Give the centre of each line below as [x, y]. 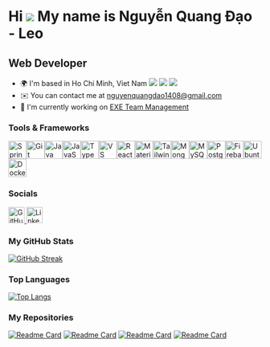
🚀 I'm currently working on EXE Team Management [104, 107]
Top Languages [39, 279]
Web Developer [48, 63]
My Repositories [41, 318]
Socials [23, 194]
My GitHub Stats [41, 241]
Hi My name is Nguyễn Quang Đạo [131, 16]
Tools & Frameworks [49, 128]
